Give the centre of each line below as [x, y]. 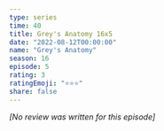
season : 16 [29, 58]
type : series [33, 17]
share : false [33, 91]
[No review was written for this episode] [82, 117]
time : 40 [25, 26]
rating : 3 [27, 75]
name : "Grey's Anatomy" [53, 50]
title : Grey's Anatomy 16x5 [61, 34]
